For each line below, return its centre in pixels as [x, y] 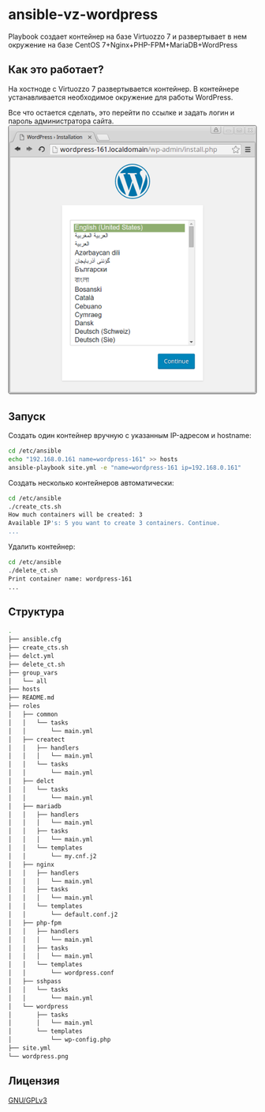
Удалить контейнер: [42, 547]
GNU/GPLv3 [28, 1100]
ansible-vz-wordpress [83, 15]
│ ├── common [33, 715]
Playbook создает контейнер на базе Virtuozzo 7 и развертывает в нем [127, 36]
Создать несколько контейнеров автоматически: [91, 482]
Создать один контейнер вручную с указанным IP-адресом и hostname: [130, 436]
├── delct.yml [32, 656]
